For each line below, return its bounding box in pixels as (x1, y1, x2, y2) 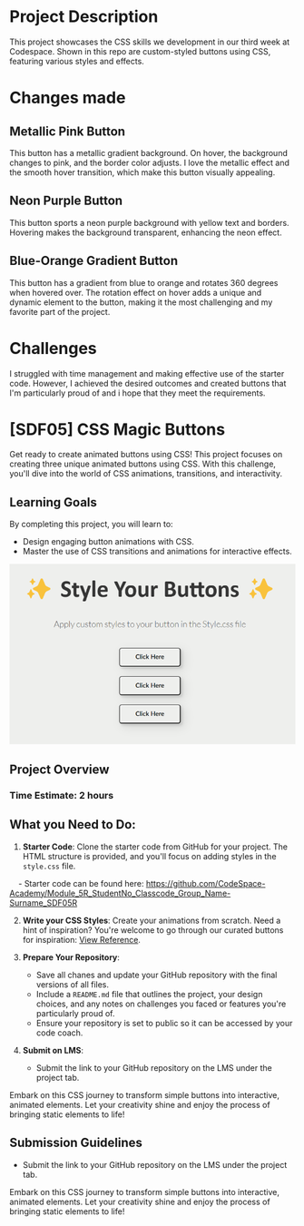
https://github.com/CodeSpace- (145, 878, 266, 888)
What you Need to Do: (9, 817, 136, 832)
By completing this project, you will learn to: (9, 519, 174, 530)
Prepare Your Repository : (22, 951, 121, 963)
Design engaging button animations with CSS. (22, 536, 195, 547)
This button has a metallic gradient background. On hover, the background (9, 147, 288, 158)
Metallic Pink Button (9, 123, 125, 139)
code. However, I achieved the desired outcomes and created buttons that (9, 378, 287, 388)
